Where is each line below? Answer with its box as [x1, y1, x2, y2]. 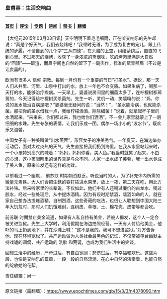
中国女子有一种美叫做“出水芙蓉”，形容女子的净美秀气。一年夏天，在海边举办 [5, 137, 162, 143]
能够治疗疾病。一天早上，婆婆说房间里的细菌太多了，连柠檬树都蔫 [26, 89, 162, 95]
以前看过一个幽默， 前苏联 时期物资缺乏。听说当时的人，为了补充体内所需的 [5, 173, 160, 179]
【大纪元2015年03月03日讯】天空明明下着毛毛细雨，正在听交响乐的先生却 [5, 35, 157, 41]
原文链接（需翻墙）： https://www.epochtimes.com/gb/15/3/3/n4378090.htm [5, 288, 161, 294]
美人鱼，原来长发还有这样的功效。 [9, 162, 80, 168]
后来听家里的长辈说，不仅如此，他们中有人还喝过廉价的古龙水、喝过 [22, 185, 162, 191]
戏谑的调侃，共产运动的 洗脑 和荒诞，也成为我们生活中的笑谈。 [9, 239, 138, 245]
